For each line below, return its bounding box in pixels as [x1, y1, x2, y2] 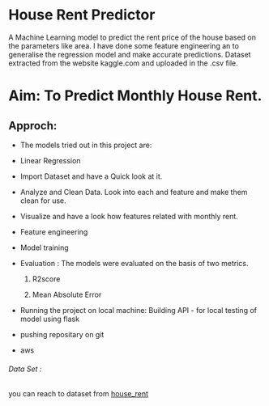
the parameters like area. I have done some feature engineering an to [8, 40, 239, 50]
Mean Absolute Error [32, 290, 102, 299]
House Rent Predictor [8, 6, 156, 24]
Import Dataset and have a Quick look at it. [19, 171, 163, 181]
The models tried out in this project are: [19, 140, 152, 150]
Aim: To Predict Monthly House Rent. [8, 87, 263, 105]
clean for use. [19, 196, 66, 205]
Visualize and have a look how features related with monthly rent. [19, 211, 239, 221]
